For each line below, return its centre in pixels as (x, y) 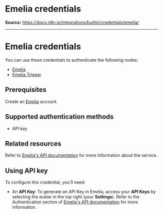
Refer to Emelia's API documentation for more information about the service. (81, 155)
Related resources (33, 143)
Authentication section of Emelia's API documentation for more (75, 202)
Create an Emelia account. (31, 101)
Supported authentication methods (59, 117)
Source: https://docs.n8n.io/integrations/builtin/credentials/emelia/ (72, 22)
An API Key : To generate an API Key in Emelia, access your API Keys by (84, 192)
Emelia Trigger (26, 74)
